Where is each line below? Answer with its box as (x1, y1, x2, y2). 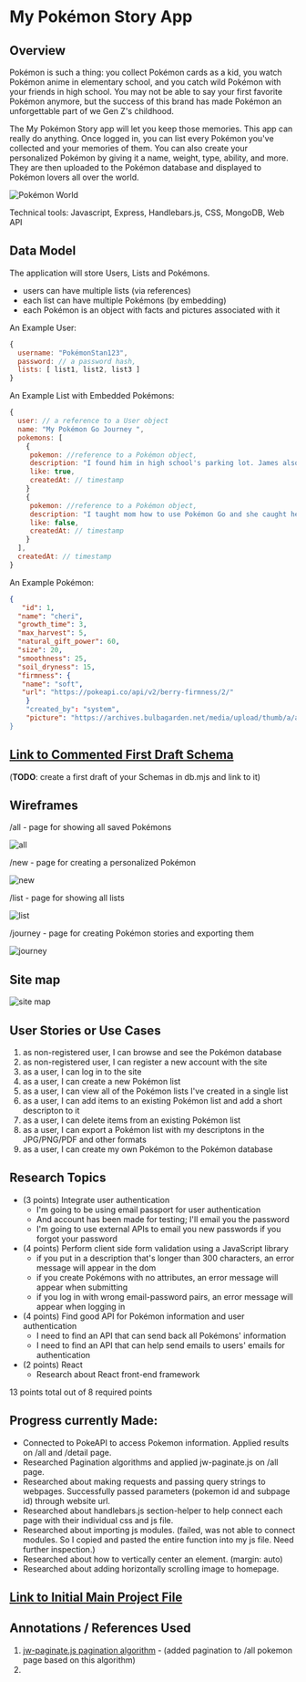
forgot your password (36, 1233, 118, 1244)
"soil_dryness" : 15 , (17, 662, 96, 671)
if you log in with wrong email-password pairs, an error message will (36, 1291, 293, 1302)
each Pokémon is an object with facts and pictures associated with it (22, 304, 280, 316)
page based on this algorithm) (22, 1654, 137, 1666)
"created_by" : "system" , (25, 705, 120, 714)
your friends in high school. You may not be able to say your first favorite (9, 87, 283, 97)
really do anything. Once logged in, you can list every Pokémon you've (9, 133, 275, 143)
